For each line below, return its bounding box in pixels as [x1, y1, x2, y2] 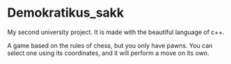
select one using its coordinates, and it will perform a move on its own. [7, 49, 210, 57]
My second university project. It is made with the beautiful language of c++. [7, 28, 225, 36]
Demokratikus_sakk [7, 5, 125, 21]
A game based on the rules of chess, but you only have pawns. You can [7, 41, 213, 49]
